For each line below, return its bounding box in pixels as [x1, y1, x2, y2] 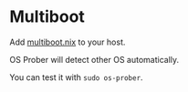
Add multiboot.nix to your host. [9, 36, 126, 47]
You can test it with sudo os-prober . [9, 71, 143, 83]
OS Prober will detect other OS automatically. [9, 54, 180, 65]
